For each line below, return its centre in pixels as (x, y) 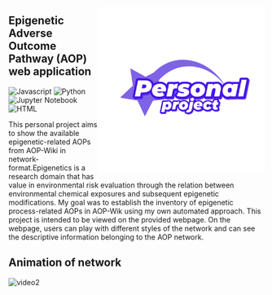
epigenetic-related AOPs (50, 142)
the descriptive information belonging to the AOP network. (106, 237)
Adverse (31, 34)
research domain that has (51, 176)
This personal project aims (53, 124)
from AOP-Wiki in (37, 150)
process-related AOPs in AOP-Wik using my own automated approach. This (135, 211)
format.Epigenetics (40, 167)
